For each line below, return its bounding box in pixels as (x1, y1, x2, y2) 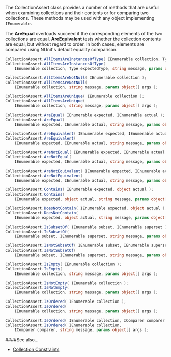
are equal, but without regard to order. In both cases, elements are (5, 41, 144, 47)
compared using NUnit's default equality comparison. (5, 47, 118, 52)
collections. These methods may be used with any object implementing (5, 15, 155, 21)
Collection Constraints (12, 346, 60, 353)
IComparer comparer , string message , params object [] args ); (14, 327, 149, 333)
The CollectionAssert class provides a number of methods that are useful (5, 5, 159, 10)
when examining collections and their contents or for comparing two (5, 10, 149, 16)
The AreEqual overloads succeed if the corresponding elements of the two (5, 31, 163, 36)
